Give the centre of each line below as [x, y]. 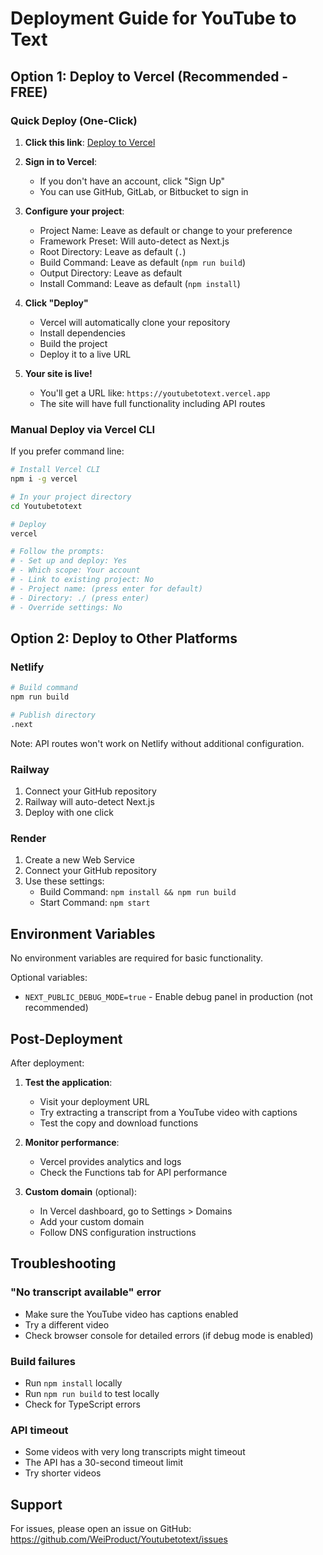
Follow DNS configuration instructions [118, 1232]
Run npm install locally [73, 1383]
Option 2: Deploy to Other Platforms [124, 638]
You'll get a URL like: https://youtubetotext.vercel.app [155, 393]
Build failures [43, 1361]
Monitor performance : [72, 1142]
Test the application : [68, 1082]
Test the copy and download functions [119, 1123]
